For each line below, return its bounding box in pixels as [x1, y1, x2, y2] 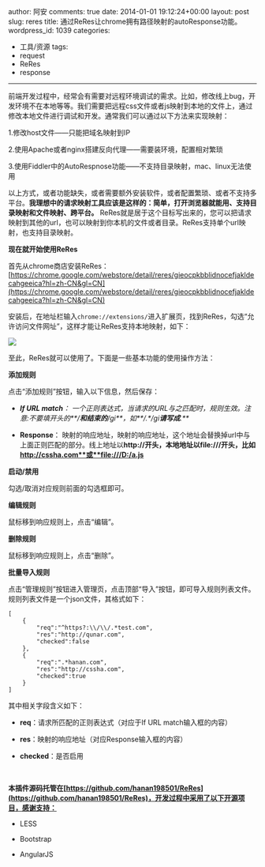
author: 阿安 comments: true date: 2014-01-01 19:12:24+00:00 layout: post [8, 7, 250, 16]
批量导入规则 [8, 567, 50, 577]
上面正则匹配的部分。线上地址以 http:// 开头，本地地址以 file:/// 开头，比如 [19, 440, 256, 449]
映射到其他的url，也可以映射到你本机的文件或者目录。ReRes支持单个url [8, 218, 239, 227]
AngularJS [19, 850, 54, 859]
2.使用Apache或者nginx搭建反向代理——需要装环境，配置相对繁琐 [8, 145, 223, 154]
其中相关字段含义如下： [8, 701, 84, 710]
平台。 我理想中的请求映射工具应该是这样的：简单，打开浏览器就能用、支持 [8, 198, 250, 207]
